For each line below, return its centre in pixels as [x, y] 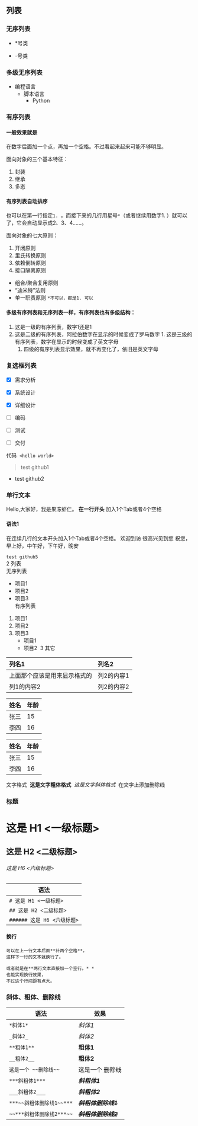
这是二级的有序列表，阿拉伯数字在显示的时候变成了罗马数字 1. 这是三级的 [103, 334]
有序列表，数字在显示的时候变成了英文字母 [66, 341]
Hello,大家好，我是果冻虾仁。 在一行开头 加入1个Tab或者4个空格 [84, 509]
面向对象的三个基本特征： [37, 159]
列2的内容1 [113, 676]
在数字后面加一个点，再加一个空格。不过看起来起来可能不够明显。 [86, 146]
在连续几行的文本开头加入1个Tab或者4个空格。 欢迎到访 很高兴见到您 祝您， [98, 538]
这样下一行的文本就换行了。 [35, 957]
